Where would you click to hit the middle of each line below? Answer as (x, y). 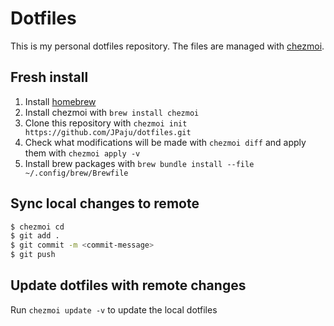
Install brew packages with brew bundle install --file (139, 163)
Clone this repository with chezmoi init (106, 123)
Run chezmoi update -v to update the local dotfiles (114, 309)
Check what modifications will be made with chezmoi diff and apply (165, 142)
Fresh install (49, 77)
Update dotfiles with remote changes (128, 285)
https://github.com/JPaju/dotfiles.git (108, 132)
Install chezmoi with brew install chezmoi (112, 112)
